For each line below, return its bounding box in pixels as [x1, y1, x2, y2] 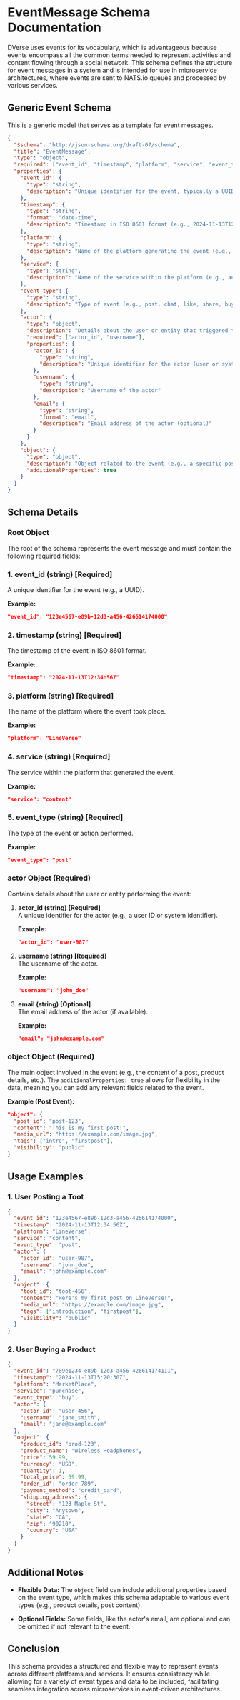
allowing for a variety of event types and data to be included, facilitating [7, 1676, 219, 1686]
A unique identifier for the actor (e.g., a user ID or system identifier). [17, 911, 218, 919]
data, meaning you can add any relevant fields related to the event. [7, 1083, 204, 1091]
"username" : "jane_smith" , [20, 1414, 101, 1421]
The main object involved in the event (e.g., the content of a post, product [7, 1068, 224, 1076]
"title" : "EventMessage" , [14, 148, 91, 155]
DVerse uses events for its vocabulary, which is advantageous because [7, 43, 217, 51]
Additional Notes [7, 1566, 84, 1579]
